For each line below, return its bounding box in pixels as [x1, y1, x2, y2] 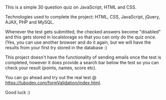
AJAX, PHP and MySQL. [5, 19, 55, 25]
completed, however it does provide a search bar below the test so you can [5, 60, 160, 65]
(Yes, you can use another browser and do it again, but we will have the [5, 39, 151, 45]
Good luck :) [5, 90, 31, 95]
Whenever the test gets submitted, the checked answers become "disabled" [5, 29, 161, 34]
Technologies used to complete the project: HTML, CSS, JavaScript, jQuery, [5, 14, 160, 19]
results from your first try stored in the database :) [5, 45, 108, 50]
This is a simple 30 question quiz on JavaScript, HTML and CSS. [5, 4, 137, 10]
